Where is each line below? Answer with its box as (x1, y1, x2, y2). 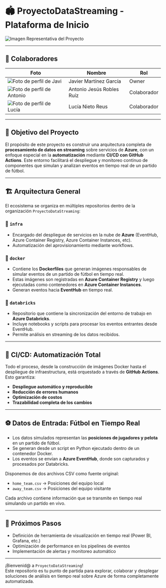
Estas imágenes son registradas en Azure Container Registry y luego (12, 276, 155, 282)
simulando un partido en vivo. (5, 500, 66, 506)
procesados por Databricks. (12, 461, 69, 467)
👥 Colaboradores (5, 54, 58, 63)
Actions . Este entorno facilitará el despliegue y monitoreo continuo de (5, 157, 148, 163)
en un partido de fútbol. (12, 440, 61, 446)
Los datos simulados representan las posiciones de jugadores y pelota (12, 435, 158, 441)
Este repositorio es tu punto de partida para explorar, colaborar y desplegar (5, 568, 159, 574)
